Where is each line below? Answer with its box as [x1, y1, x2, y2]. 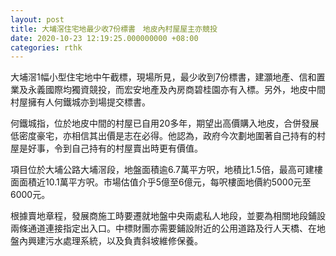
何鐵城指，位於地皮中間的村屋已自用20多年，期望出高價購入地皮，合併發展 [10, 117, 320, 130]
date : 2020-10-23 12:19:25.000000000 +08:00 [10, 33, 199, 43]
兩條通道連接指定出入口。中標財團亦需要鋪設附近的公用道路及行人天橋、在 [10, 222, 317, 235]
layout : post [10, 14, 65, 25]
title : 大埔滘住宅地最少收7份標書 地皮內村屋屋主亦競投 [10, 24, 218, 34]
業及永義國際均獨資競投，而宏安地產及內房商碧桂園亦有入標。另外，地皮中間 [10, 84, 326, 96]
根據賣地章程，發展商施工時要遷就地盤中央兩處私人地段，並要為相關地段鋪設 [10, 210, 326, 222]
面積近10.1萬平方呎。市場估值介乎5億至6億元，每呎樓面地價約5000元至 [18, 176, 312, 188]
